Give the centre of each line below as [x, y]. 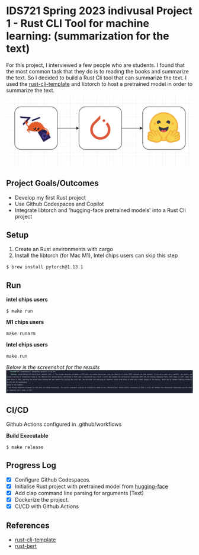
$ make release [25, 447]
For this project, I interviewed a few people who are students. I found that [95, 65]
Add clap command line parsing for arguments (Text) [79, 493]
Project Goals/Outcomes [52, 183]
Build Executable [27, 436]
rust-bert [26, 546]
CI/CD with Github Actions [46, 506]
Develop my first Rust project [50, 197]
